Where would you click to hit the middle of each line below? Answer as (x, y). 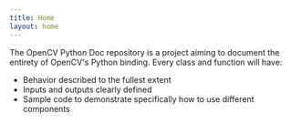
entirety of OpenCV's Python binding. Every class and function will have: (146, 62)
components (46, 108)
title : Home (32, 18)
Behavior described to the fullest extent (97, 79)
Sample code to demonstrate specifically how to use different (138, 99)
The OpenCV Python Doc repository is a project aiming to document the (145, 52)
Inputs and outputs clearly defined (87, 89)
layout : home (34, 26)
